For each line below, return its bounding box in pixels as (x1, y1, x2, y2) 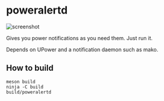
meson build (6, 79, 36, 84)
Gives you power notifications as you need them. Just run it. (6, 34, 153, 41)
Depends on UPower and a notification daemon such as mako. (6, 45, 159, 53)
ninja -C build (6, 84, 44, 90)
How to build (6, 63, 54, 73)
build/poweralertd (6, 89, 52, 95)
